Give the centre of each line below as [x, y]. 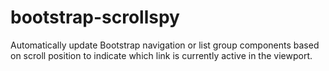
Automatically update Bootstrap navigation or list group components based [165, 45]
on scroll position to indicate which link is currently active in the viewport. [161, 55]
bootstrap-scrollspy [95, 17]
